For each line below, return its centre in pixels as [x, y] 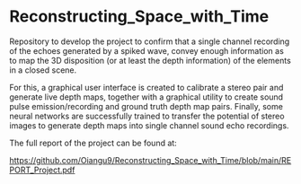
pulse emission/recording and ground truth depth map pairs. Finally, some [146, 106]
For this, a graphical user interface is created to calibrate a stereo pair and [146, 87]
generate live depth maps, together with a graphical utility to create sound [146, 97]
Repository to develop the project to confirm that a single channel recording [150, 41]
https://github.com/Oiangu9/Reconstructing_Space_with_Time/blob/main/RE [150, 160]
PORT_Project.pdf [42, 170]
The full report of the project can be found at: [93, 143]
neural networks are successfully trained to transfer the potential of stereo [147, 116]
